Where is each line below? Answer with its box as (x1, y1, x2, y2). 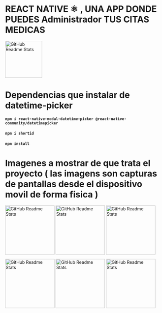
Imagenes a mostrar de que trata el (5, 158, 151, 169)
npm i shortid (5, 131, 34, 136)
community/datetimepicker (5, 120, 58, 126)
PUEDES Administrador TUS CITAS (5, 14, 149, 25)
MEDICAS (5, 25, 45, 35)
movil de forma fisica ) (5, 189, 98, 200)
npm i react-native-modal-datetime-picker (5, 116, 94, 121)
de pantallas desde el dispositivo (5, 178, 143, 190)
